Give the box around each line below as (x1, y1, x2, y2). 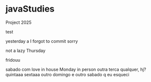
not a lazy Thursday (5, 48, 46, 53)
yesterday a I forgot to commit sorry (5, 38, 78, 44)
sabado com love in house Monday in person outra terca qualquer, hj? (5, 66, 146, 72)
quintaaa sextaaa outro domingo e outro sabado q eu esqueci (5, 71, 129, 77)
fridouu (5, 57, 21, 63)
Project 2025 (5, 19, 32, 25)
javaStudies (5, 3, 55, 15)
